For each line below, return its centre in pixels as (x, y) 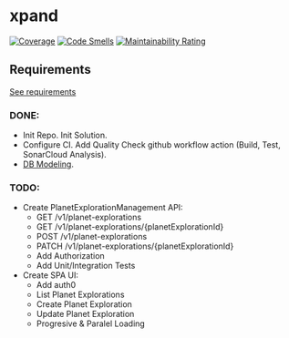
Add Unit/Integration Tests (86, 266)
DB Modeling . (48, 164)
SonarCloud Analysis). (64, 155)
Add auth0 (56, 285)
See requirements (43, 91)
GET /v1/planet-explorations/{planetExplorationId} (130, 227)
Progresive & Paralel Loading (91, 323)
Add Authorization (70, 256)
